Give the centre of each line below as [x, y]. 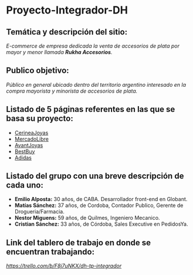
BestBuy [25, 151]
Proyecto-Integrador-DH [67, 10]
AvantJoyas [29, 145]
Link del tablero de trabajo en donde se [79, 242]
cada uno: [25, 185]
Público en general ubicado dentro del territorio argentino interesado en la [96, 84]
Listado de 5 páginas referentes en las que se [91, 109]
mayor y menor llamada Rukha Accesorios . [59, 52]
